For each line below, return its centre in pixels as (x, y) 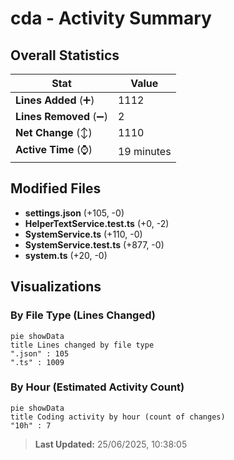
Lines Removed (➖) (61, 116)
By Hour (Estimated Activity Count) (97, 387)
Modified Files (56, 188)
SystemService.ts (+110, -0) (83, 234)
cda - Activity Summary (111, 18)
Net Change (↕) (54, 132)
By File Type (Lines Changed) (83, 315)
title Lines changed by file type (82, 345)
